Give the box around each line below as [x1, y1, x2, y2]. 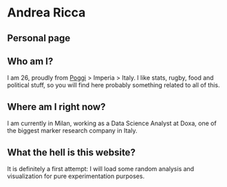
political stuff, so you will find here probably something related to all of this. [7, 81, 220, 89]
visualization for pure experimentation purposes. [7, 172, 145, 180]
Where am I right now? [7, 101, 106, 113]
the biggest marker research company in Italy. [7, 126, 138, 135]
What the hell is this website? [7, 146, 136, 158]
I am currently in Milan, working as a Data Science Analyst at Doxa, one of [7, 119, 217, 128]
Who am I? [7, 55, 54, 67]
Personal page [7, 32, 71, 44]
